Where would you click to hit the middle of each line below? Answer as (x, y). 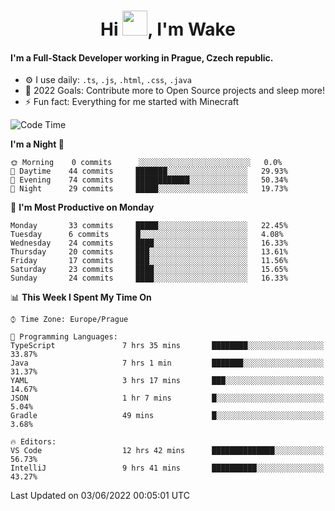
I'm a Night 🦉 (37, 144)
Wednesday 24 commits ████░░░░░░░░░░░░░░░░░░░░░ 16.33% (149, 243)
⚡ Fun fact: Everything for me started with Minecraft (132, 102)
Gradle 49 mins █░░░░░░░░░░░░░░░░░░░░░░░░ (167, 416)
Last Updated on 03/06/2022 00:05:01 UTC (100, 496)
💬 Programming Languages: (64, 337)
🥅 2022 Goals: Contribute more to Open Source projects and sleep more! (175, 91)
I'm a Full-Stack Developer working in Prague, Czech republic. (142, 57)
